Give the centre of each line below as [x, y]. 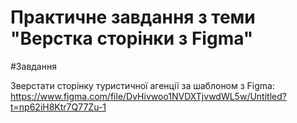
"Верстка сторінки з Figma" [132, 38]
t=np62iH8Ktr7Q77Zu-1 [58, 107]
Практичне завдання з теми [133, 17]
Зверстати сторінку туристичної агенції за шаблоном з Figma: [142, 85]
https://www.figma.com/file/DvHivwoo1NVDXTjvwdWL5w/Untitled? [148, 96]
